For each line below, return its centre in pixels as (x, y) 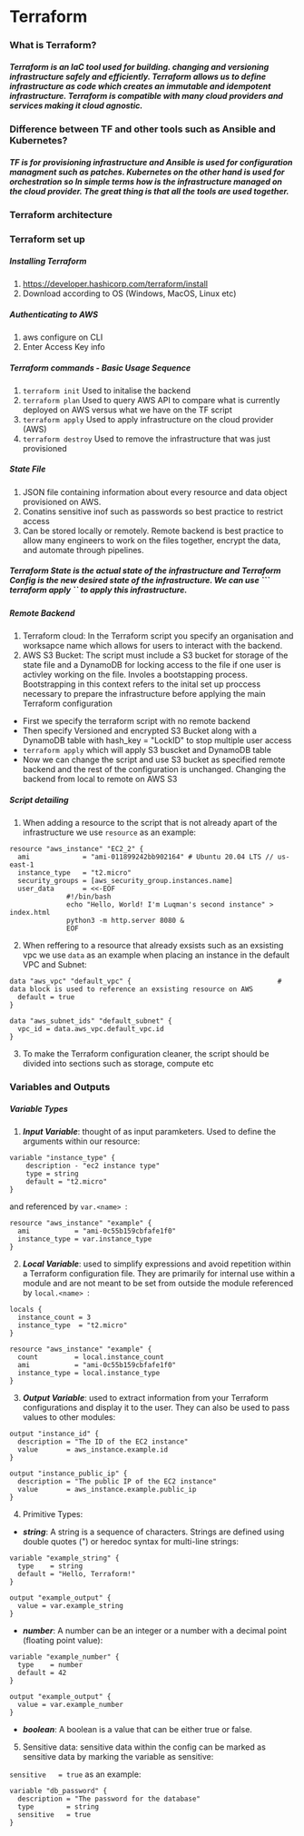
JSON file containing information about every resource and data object (155, 491)
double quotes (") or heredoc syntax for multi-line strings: (130, 1542)
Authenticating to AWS (54, 314)
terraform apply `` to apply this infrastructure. (98, 590)
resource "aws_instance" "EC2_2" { (77, 849)
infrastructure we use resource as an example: (109, 832)
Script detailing (39, 799)
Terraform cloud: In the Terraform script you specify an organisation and (158, 636)
